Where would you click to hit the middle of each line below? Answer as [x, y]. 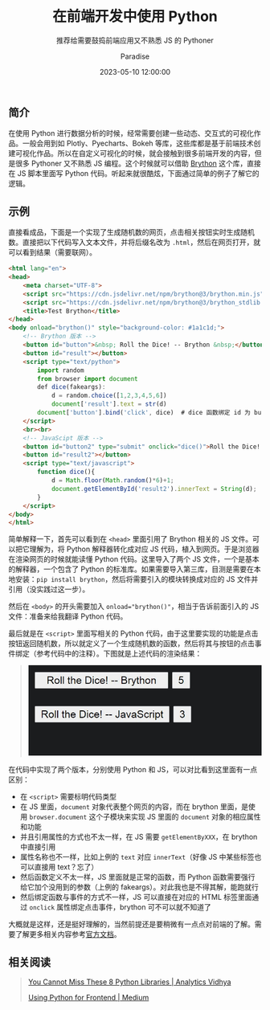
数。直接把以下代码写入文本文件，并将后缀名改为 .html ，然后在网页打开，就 [135, 243]
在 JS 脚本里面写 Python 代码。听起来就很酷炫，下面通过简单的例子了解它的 [134, 174]
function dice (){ [66, 472]
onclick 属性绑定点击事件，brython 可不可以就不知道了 [120, 907]
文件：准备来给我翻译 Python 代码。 [68, 616]
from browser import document [88, 378]
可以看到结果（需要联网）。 [52, 252]
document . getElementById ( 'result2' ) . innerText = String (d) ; [154, 489]
